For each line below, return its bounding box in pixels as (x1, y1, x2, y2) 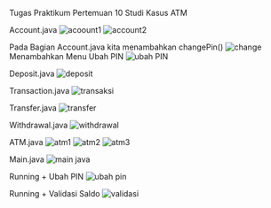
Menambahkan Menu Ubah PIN (9, 51, 124, 61)
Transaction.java (9, 86, 70, 96)
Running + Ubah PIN (9, 172, 84, 181)
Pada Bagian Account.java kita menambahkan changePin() (9, 42, 224, 52)
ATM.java (9, 137, 44, 147)
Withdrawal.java (9, 119, 68, 130)
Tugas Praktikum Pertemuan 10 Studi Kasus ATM (9, 8, 188, 18)
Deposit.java (9, 68, 55, 79)
